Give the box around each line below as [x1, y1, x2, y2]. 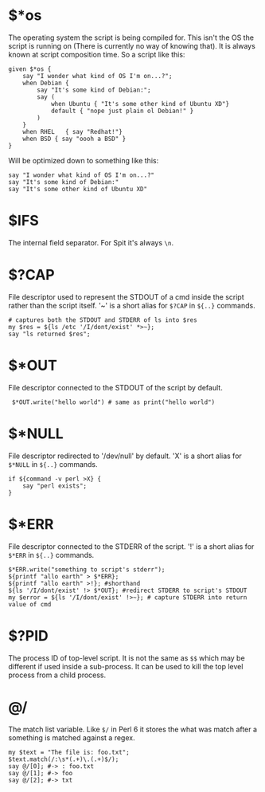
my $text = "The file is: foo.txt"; [8, 748, 130, 756]
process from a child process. [8, 670, 107, 680]
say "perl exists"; [22, 481, 88, 490]
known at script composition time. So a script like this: [8, 49, 185, 59]
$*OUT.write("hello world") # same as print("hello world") [11, 398, 216, 406]
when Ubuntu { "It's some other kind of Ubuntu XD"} [50, 100, 229, 108]
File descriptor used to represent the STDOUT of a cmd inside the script [8, 292, 244, 301]
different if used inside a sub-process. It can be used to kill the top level [8, 661, 244, 671]
